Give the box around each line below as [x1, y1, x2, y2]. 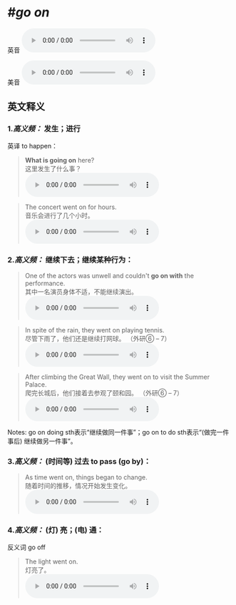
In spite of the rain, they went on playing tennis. [24, 325, 165, 334]
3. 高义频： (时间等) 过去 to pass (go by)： [7, 456, 151, 466]
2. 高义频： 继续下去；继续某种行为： [7, 255, 133, 265]
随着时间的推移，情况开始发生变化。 [24, 482, 132, 490]
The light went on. [24, 557, 78, 566]
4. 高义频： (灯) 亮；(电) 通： [7, 525, 104, 535]
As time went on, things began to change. [24, 473, 148, 482]
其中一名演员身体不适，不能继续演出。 [24, 287, 138, 296]
